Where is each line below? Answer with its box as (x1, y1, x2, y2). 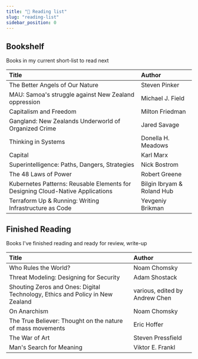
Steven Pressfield (133, 334, 182, 342)
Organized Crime (9, 124, 57, 133)
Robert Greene (141, 170, 181, 179)
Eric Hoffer (133, 321, 164, 328)
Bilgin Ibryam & (141, 180, 183, 188)
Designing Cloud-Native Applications (9, 187, 113, 195)
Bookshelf (6, 41, 45, 51)
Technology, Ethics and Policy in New (9, 290, 113, 298)
